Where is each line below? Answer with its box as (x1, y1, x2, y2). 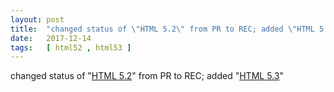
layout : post (10, 14, 65, 25)
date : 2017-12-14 (10, 33, 92, 43)
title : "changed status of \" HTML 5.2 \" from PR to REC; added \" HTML (10, 24, 315, 34)
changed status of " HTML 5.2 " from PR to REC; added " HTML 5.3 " (10, 70, 284, 82)
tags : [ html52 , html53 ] (10, 42, 132, 53)
